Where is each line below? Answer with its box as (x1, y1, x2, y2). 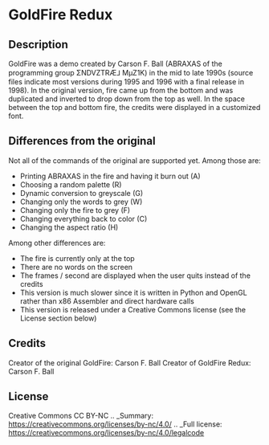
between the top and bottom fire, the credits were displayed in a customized (8, 103, 261, 112)
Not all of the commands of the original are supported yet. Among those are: (8, 155, 261, 165)
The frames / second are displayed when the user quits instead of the (19, 271, 251, 280)
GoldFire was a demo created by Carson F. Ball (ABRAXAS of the (8, 59, 222, 68)
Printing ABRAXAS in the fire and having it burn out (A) (19, 171, 201, 181)
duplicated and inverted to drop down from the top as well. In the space (8, 94, 245, 104)
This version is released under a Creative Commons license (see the (19, 304, 247, 314)
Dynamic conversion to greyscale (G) (19, 188, 144, 198)
